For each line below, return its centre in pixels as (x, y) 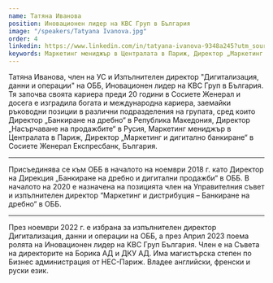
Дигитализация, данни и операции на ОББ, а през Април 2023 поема (129, 236)
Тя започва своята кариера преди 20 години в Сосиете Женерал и (125, 94)
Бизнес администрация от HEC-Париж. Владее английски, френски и (129, 262)
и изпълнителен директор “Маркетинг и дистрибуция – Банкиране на (129, 195)
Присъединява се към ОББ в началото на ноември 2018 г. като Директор (136, 169)
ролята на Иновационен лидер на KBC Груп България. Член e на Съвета (134, 244)
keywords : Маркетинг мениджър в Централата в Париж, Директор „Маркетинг (136, 54)
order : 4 (23, 39)
